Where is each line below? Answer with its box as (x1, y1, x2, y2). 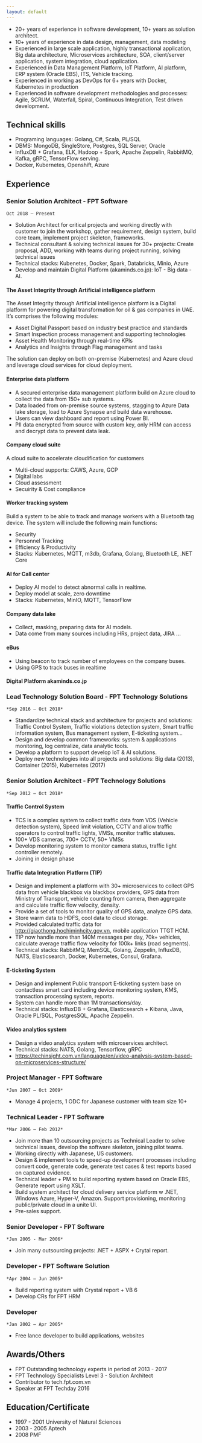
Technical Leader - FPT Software (6, 1112, 104, 1121)
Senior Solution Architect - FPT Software (6, 197, 128, 205)
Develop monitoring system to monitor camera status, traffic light (14, 842, 177, 849)
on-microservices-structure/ (14, 1058, 86, 1065)
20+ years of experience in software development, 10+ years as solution (14, 25, 195, 33)
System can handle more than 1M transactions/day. (14, 999, 143, 1006)
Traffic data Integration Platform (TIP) (6, 869, 103, 876)
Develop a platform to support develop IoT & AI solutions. (14, 749, 157, 756)
